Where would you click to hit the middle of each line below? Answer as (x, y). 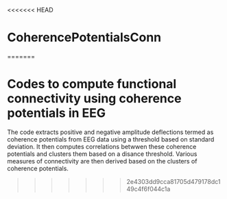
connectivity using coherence (94, 99)
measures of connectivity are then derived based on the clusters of (102, 161)
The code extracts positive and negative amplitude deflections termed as (110, 132)
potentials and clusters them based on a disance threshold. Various (102, 154)
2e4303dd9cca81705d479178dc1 (174, 181)
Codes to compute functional (92, 84)
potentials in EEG (57, 113)
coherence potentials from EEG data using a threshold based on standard (111, 139)
